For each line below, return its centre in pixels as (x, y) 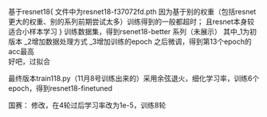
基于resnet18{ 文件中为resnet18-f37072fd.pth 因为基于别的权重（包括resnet (132, 12)
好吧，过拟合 (29, 61)
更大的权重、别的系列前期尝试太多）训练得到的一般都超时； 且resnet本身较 (132, 21)
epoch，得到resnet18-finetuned (61, 88)
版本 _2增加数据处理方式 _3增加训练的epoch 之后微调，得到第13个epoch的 (130, 41)
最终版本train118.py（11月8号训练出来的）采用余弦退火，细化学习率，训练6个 (134, 78)
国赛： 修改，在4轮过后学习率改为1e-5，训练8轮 (87, 105)
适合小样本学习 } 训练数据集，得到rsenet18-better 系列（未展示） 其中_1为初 (133, 31)
